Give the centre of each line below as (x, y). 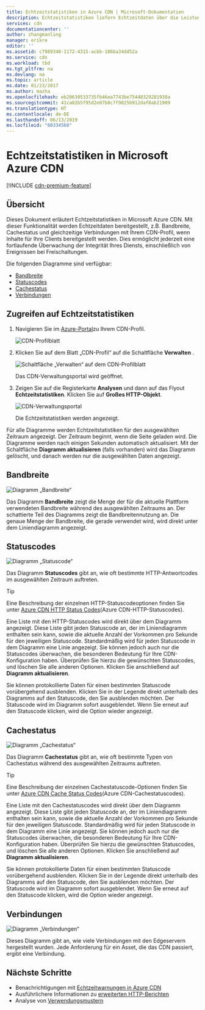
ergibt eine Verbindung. (36, 953)
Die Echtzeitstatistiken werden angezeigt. (67, 418)
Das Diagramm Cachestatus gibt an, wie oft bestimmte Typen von (89, 757)
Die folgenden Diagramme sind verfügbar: (59, 264)
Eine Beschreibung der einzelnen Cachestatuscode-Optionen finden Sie (97, 787)
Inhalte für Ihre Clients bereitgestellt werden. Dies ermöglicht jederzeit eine (101, 239)
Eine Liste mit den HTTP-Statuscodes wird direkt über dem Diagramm (94, 622)
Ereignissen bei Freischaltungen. (47, 251)
